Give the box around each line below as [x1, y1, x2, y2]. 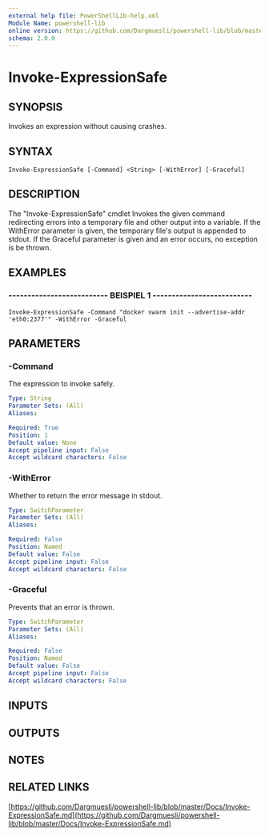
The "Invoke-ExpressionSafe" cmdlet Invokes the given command [8, 209, 226, 218]
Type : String [8, 394, 52, 402]
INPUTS [8, 699, 48, 713]
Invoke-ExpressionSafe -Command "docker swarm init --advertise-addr [8, 308, 246, 316]
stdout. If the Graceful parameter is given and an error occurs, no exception [8, 234, 259, 244]
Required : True [8, 423, 59, 432]
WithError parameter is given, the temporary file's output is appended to [8, 226, 247, 235]
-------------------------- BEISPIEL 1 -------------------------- [8, 290, 253, 301]
